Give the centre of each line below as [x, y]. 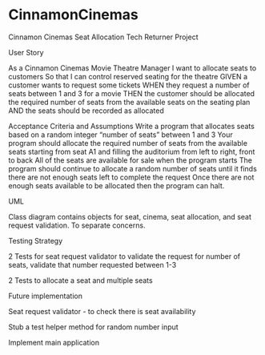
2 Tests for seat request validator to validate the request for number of [124, 256]
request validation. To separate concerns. [77, 225]
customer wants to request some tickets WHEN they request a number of [129, 85]
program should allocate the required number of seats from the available [128, 143]
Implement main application [54, 342]
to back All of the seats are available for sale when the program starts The [130, 160]
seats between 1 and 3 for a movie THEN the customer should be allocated [131, 93]
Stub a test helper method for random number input [93, 327]
